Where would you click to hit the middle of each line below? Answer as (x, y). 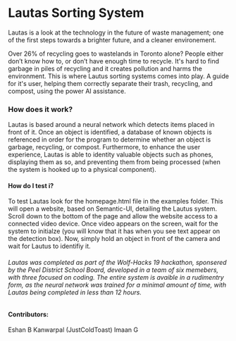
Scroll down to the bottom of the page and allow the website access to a (113, 216)
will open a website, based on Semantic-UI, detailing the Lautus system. (113, 209)
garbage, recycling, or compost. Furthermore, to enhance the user (104, 147)
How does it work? (41, 109)
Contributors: (28, 314)
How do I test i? (31, 185)
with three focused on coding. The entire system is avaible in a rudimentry (116, 278)
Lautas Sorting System (76, 13)
